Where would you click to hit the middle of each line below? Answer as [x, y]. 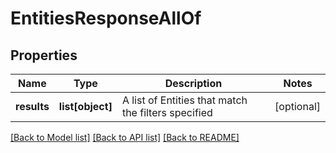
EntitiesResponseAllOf [106, 18]
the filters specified [167, 112]
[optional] [297, 106]
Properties [44, 55]
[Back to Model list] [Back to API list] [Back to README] [125, 137]
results [32, 106]
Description [193, 83]
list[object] [85, 106]
